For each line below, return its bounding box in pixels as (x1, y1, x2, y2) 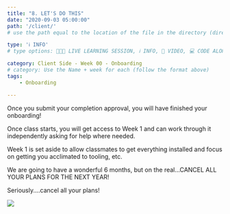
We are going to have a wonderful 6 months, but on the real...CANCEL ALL (7, 165, 217, 174)
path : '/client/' (7, 23, 57, 29)
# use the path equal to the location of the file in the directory (7, 29, 207, 36)
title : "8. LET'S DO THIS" (7, 10, 84, 17)
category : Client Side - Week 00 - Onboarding (7, 60, 142, 67)
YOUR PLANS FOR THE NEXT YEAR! (7, 172, 110, 181)
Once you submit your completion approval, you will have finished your (7, 104, 207, 112)
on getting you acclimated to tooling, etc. (7, 152, 123, 161)
